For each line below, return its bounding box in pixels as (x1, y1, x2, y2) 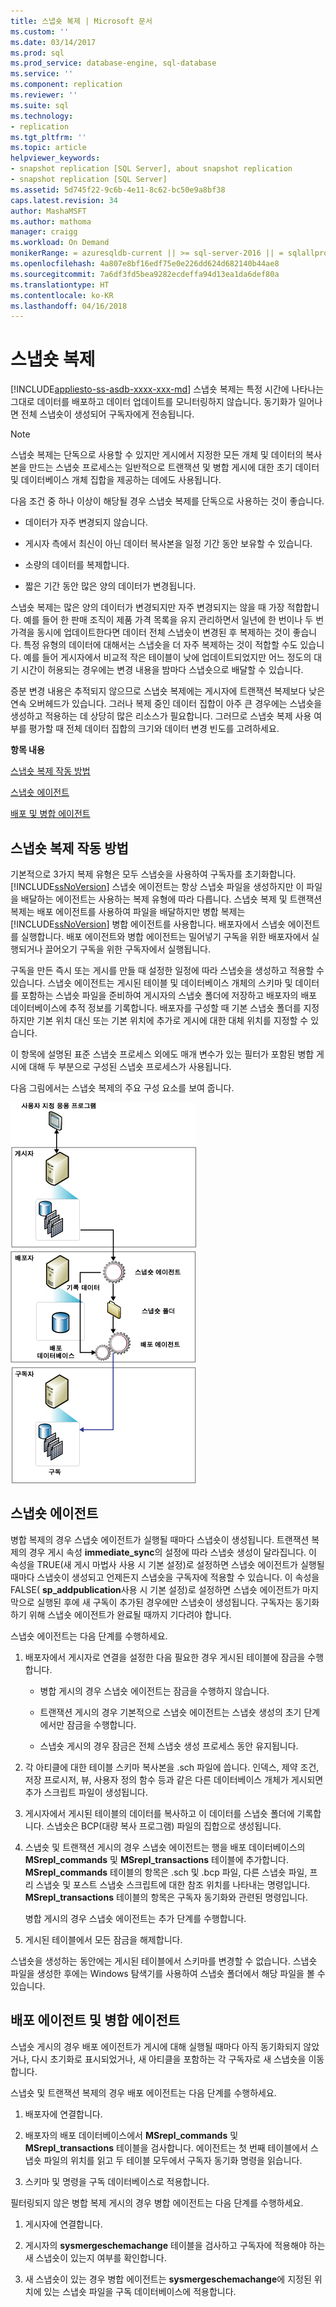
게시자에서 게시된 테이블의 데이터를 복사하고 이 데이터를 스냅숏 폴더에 (24, 1807, 295, 1819)
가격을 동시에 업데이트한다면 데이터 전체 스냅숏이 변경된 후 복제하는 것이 (10, 626, 291, 639)
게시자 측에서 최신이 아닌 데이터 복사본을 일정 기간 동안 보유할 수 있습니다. (24, 538, 313, 550)
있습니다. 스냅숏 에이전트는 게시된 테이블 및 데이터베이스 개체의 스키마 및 (10, 977, 293, 989)
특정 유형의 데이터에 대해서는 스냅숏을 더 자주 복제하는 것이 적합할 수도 (23, 639, 298, 651)
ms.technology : (10, 111, 74, 121)
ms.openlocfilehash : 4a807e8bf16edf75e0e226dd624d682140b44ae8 (10, 259, 280, 269)
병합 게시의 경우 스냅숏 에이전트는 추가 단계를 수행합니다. (24, 1912, 247, 1924)
